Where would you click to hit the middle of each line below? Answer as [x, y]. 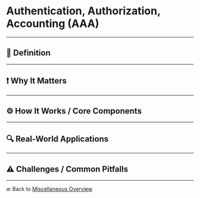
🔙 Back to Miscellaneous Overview [49, 189]
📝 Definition [28, 53]
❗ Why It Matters [37, 81]
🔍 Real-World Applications [57, 139]
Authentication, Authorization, [83, 11]
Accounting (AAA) [53, 24]
